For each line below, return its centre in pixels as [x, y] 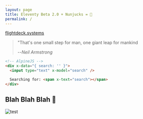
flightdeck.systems [25, 33]
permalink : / [19, 19]
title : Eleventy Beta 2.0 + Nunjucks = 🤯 [49, 14]
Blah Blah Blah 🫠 [31, 100]
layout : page [19, 10]
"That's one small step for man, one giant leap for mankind [77, 43]
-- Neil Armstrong [35, 52]
